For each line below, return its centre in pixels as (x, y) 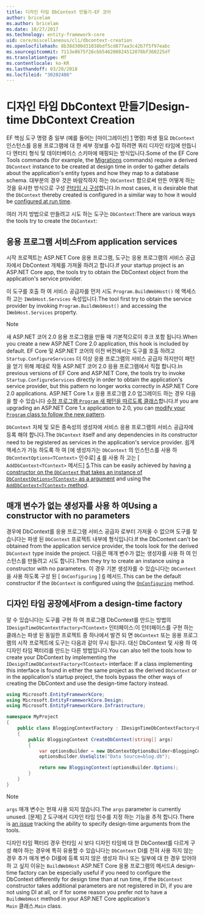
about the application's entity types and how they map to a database (92, 173)
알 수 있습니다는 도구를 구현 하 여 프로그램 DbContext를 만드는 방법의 (89, 619)
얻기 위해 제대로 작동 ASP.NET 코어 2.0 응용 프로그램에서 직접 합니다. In (98, 366)
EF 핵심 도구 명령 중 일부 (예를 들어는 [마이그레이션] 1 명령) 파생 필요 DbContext (101, 138)
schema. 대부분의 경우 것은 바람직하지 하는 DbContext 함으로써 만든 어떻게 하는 (101, 181)
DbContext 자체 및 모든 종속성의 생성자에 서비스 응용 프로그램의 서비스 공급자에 (100, 427)
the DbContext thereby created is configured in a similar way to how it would (102, 195)
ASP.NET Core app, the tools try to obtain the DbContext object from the (97, 272)
